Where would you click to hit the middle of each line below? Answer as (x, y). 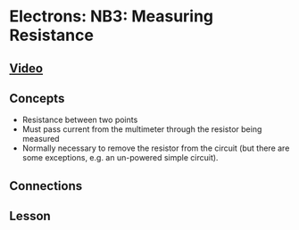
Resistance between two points (80, 120)
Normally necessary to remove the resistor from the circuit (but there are (156, 148)
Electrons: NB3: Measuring (112, 16)
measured (41, 139)
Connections (46, 186)
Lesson (30, 216)
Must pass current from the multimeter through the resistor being (142, 129)
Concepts (37, 99)
